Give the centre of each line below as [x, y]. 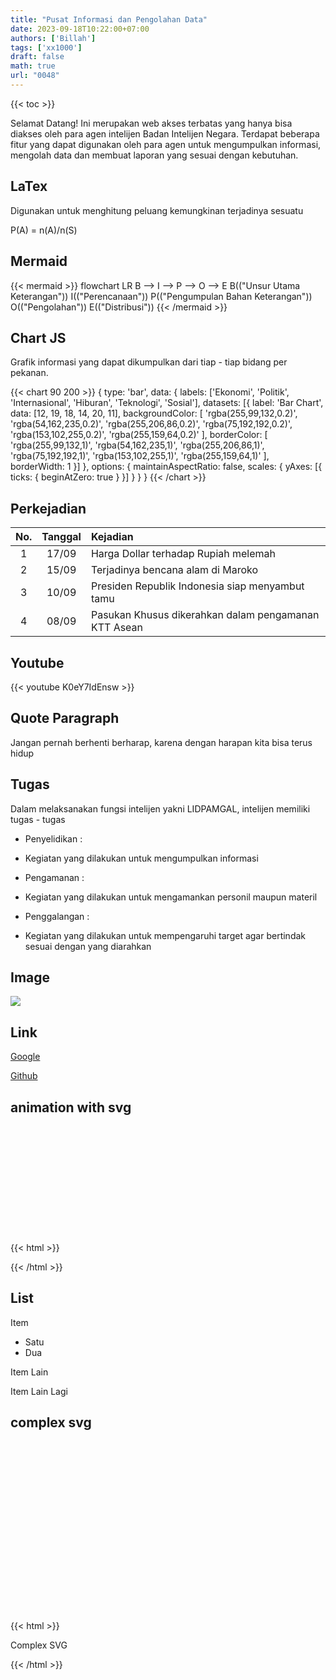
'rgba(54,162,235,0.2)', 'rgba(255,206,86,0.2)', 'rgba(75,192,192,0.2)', [151, 424]
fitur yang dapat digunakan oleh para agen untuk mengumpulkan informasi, [166, 144]
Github [24, 1076]
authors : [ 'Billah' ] [53, 38]
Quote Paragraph [65, 718]
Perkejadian [48, 508]
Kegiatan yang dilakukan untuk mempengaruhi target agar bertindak [165, 935]
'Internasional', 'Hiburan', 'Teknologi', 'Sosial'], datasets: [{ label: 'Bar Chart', [167, 403]
